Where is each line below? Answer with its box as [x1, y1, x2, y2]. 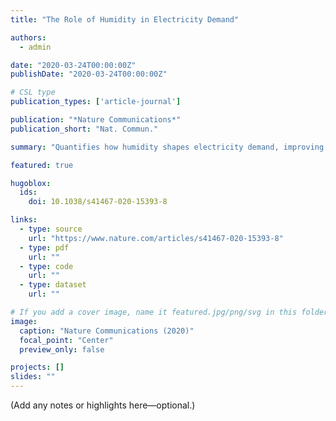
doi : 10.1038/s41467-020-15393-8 [28, 197, 168, 207]
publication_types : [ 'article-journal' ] [10, 97, 182, 107]
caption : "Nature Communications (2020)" [19, 326, 195, 336]
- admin [19, 42, 52, 52]
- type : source [19, 224, 83, 234]
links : [10, 215, 38, 225]
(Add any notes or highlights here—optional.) [10, 399, 196, 411]
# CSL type [10, 87, 56, 98]
